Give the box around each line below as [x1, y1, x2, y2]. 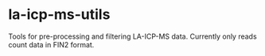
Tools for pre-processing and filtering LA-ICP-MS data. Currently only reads [8, 32, 257, 41]
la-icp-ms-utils [8, 6, 111, 24]
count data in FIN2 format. [8, 39, 95, 49]
